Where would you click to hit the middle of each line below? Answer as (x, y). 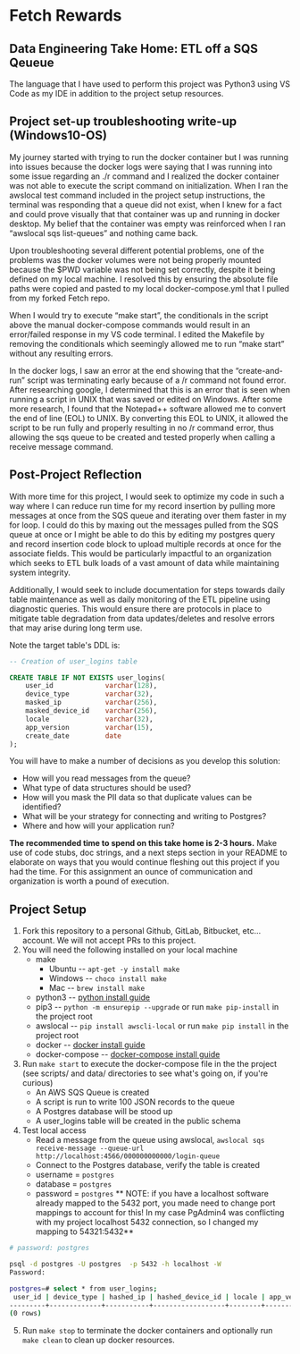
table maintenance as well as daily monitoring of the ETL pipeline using (140, 599)
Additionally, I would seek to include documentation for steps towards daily (147, 589)
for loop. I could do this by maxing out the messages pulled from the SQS (144, 525)
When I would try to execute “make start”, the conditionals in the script (139, 315)
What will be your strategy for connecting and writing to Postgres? (144, 817)
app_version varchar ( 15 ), (89, 727)
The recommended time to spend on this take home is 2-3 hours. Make (143, 843)
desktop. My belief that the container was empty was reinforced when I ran (147, 224)
